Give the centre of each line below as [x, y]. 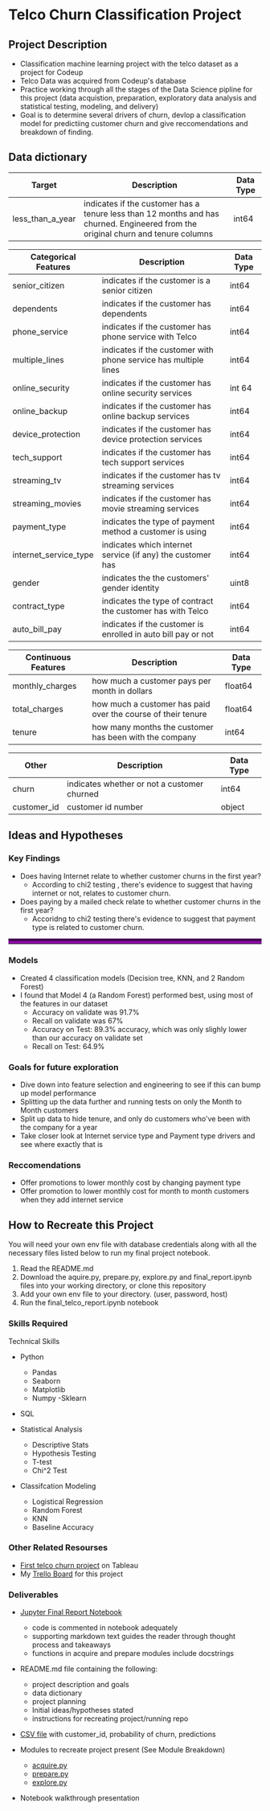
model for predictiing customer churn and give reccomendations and [134, 123]
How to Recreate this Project [81, 1225]
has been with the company [144, 737]
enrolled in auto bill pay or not [158, 634]
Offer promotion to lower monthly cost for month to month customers [134, 1191]
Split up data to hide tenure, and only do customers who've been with [135, 1119]
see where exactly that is [61, 1145]
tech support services [143, 462]
